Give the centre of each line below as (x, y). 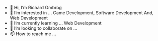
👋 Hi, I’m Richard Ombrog (36, 8)
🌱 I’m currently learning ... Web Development (56, 23)
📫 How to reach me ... (33, 34)
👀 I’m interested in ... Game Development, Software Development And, (82, 13)
